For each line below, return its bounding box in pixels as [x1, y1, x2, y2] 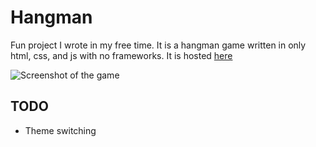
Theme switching [24, 124, 97, 136]
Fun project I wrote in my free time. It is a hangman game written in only [10, 39, 307, 51]
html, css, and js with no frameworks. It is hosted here [10, 49, 233, 61]
